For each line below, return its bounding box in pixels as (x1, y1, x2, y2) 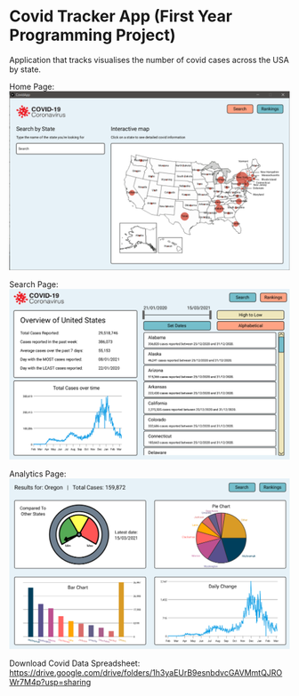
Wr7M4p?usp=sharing (9, 677, 92, 688)
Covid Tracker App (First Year (9, 6, 233, 27)
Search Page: (9, 278, 59, 290)
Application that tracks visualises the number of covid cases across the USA (9, 54, 289, 65)
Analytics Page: (9, 468, 67, 479)
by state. (9, 64, 42, 75)
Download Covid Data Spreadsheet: (9, 658, 141, 668)
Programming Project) (9, 25, 176, 45)
